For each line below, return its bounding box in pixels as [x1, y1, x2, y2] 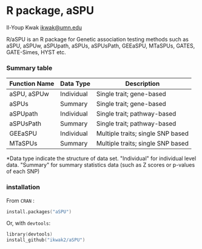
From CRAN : [6, 197, 35, 204]
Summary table [6, 63, 53, 72]
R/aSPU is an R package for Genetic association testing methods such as [6, 35, 189, 43]
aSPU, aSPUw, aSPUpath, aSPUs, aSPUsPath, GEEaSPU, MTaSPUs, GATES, [6, 42, 195, 49]
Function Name [9, 80, 55, 88]
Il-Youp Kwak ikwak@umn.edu [6, 24, 82, 31]
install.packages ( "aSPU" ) [6, 208, 72, 215]
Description [125, 80, 160, 88]
